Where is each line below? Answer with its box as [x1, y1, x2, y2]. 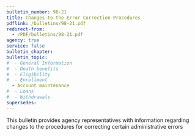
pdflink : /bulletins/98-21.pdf [6, 20, 86, 26]
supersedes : [6, 99, 37, 106]
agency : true [6, 37, 40, 43]
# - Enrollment [6, 77, 48, 83]
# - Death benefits [6, 65, 59, 72]
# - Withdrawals [6, 94, 51, 100]
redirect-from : [6, 26, 45, 32]
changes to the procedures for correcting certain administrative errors [6, 123, 183, 130]
